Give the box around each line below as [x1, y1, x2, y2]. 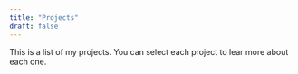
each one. [9, 56, 47, 67]
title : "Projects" [9, 13, 79, 23]
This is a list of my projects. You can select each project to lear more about [9, 46, 289, 57]
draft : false [9, 22, 59, 31]
